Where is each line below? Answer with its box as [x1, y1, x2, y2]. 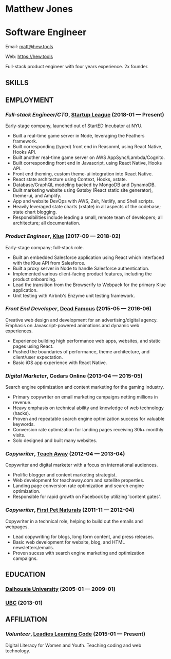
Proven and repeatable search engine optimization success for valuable [12, 416, 165, 422]
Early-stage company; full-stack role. [5, 244, 84, 250]
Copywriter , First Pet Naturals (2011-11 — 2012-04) [5, 506, 135, 513]
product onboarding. [12, 276, 56, 282]
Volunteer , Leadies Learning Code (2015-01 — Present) [5, 630, 145, 637]
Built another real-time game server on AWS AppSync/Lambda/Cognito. [12, 154, 165, 161]
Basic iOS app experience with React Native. [12, 360, 107, 366]
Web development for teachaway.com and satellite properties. [12, 477, 145, 484]
